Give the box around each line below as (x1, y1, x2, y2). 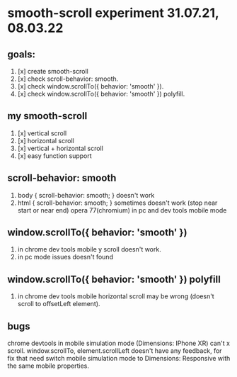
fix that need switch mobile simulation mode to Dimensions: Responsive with (7, 354, 231, 363)
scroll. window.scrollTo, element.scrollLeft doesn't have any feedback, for (7, 347, 222, 355)
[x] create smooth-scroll (17, 67, 88, 75)
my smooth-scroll (7, 110, 88, 122)
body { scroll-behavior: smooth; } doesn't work (17, 191, 155, 199)
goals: (7, 48, 36, 60)
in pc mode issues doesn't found (17, 253, 113, 261)
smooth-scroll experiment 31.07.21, (7, 5, 219, 21)
